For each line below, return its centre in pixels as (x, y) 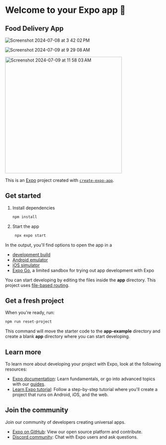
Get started (23, 196)
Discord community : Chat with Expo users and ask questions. (75, 437)
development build (31, 254)
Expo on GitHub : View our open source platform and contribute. (77, 432)
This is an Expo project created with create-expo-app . (60, 180)
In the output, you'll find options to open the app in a (59, 245)
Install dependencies (34, 208)
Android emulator (30, 260)
